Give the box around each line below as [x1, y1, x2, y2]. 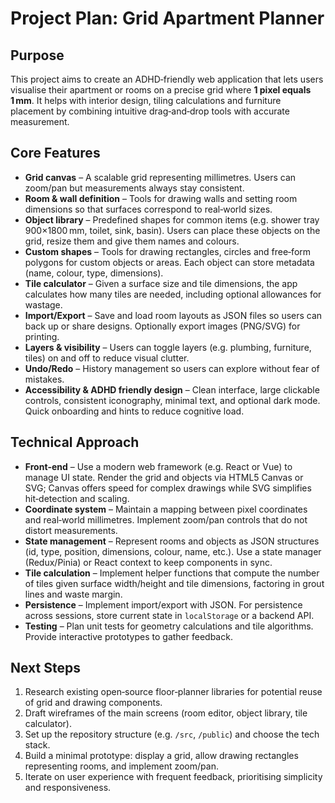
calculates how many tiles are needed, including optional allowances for [24, 288, 322, 300]
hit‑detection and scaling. [24, 492, 130, 504]
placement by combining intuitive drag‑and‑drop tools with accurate [10, 105, 290, 117]
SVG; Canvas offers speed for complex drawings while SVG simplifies [24, 482, 312, 494]
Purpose [10, 47, 65, 64]
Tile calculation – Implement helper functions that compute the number [24, 567, 320, 579]
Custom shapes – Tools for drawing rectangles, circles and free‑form [24, 245, 312, 257]
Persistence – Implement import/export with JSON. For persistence [24, 598, 303, 611]
